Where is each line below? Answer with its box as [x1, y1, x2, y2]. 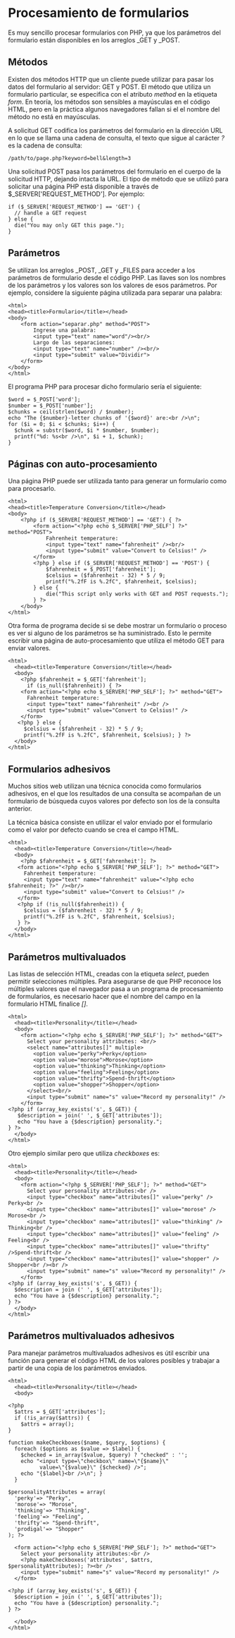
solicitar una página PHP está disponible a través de [8, 182, 159, 190]
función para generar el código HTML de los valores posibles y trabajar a [8, 1356, 220, 1364]
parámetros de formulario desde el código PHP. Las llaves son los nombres [8, 273, 226, 281]
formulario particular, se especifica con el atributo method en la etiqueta [8, 90, 217, 98]
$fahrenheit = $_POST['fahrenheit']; [45, 566, 157, 573]
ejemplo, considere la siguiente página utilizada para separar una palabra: [8, 288, 222, 297]
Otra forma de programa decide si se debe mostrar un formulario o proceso [8, 621, 227, 630]
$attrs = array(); [20, 1420, 75, 1428]
